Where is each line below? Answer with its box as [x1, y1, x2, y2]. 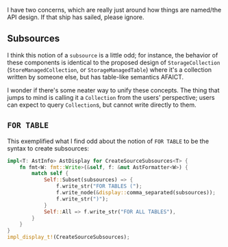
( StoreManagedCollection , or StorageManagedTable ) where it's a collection [7, 65, 212, 74]
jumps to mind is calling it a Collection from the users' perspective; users [7, 93, 215, 101]
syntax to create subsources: [7, 144, 90, 153]
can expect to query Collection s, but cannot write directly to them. [7, 101, 197, 109]
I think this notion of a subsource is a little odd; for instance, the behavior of [7, 51, 218, 59]
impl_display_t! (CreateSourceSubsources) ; [7, 234, 130, 241]
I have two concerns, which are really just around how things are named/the [7, 6, 222, 14]
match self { [31, 170, 69, 177]
